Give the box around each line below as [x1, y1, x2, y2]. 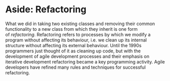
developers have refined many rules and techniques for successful [5, 64, 146, 70]
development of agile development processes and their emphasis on [5, 53, 150, 59]
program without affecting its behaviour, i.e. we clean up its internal [5, 37, 147, 43]
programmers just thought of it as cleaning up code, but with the [5, 48, 141, 54]
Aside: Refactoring [5, 4, 87, 15]
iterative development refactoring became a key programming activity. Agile [5, 58, 165, 65]
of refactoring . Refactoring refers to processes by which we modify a [5, 31, 151, 37]
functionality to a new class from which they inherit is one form [5, 26, 138, 32]
